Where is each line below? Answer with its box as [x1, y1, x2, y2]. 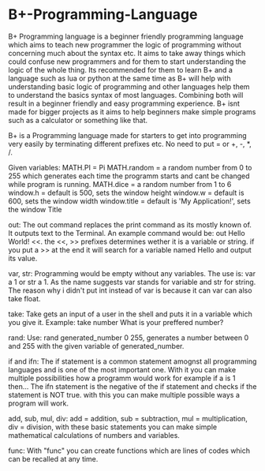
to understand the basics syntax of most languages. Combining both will [8, 90, 244, 99]
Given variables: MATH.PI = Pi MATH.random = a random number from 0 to [8, 163, 252, 172]
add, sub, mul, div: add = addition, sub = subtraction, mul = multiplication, [8, 413, 248, 423]
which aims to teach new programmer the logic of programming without [8, 39, 242, 49]
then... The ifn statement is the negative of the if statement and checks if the [8, 381, 257, 391]
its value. [8, 253, 38, 263]
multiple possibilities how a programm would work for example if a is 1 [8, 373, 236, 383]
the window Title [8, 204, 62, 214]
